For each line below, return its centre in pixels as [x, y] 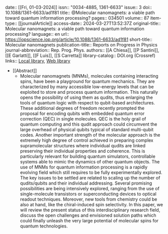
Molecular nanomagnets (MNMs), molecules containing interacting [89, 76]
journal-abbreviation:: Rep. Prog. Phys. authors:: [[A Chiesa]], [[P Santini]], [82, 50]
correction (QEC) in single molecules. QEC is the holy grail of [83, 119]
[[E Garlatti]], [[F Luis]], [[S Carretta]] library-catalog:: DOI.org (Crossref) [80, 55]
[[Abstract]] [25, 71]
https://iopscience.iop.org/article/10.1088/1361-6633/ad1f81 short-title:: [79, 39]
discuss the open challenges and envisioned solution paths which [88, 215]
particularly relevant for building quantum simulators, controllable [88, 156]
